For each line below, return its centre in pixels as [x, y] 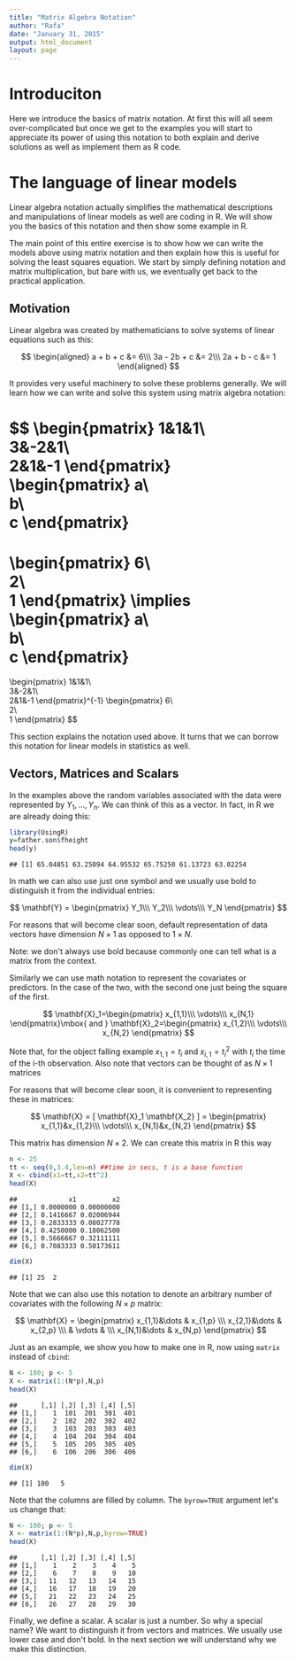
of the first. [30, 997]
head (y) [23, 849]
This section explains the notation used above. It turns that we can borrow [144, 736]
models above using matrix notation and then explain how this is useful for [144, 252]
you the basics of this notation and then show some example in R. [129, 226]
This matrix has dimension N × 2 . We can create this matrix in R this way [140, 1143]
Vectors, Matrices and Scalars [94, 774]
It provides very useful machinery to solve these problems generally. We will [148, 383]
